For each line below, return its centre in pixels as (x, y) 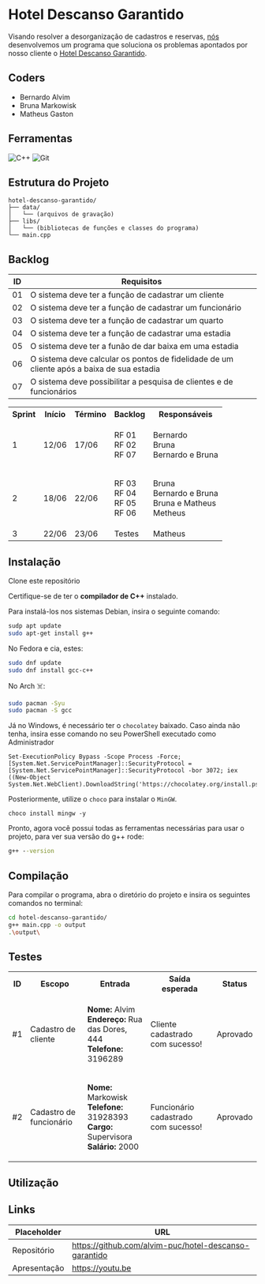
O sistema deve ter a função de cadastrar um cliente (127, 295)
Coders (27, 78)
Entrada (115, 984)
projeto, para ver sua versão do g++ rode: (76, 837)
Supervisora (110, 1137)
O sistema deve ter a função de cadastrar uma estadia (131, 333)
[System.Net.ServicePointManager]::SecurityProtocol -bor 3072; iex (123, 771)
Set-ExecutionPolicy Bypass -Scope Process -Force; (95, 757)
